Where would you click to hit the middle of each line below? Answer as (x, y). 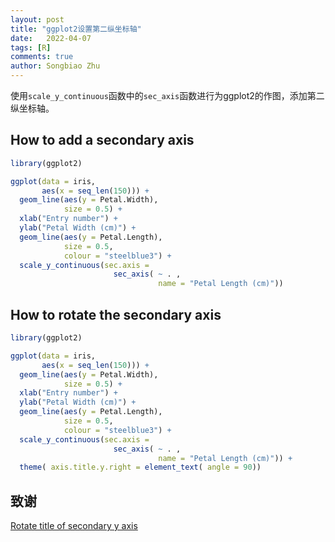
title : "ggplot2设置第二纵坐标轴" (76, 29)
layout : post (37, 19)
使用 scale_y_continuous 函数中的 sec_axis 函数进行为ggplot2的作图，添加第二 (167, 95)
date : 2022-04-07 (51, 38)
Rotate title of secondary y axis (74, 526)
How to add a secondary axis (102, 140)
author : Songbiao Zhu (55, 66)
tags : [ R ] (31, 47)
